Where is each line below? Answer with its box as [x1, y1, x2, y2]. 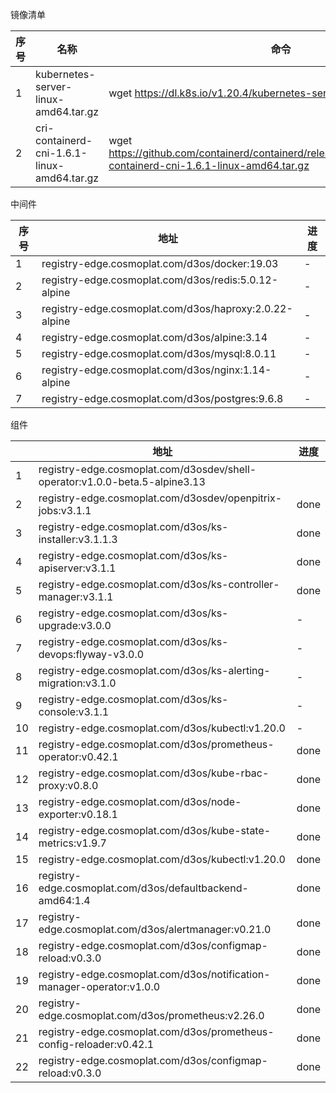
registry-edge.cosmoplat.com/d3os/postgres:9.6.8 [41, 392, 284, 405]
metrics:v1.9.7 [38, 836, 107, 850]
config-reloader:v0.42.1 [38, 1038, 155, 1051]
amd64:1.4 [38, 894, 91, 907]
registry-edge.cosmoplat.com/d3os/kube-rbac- [38, 766, 270, 780]
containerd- [35, 134, 93, 147]
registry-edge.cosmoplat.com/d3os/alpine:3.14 [41, 331, 268, 344]
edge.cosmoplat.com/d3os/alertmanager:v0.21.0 [38, 923, 272, 936]
